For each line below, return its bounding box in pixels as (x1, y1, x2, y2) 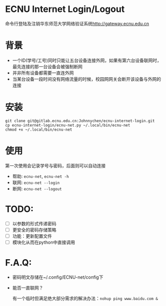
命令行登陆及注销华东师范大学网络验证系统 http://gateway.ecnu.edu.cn (5, 20, 150, 26)
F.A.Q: (5, 257, 32, 269)
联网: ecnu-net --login (12, 179, 60, 185)
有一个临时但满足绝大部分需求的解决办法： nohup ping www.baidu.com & (12, 295, 158, 301)
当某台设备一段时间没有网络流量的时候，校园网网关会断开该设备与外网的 (12, 76, 161, 82)
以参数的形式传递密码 (12, 220, 56, 226)
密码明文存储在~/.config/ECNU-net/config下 (12, 274, 104, 280)
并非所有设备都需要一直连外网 (12, 70, 74, 76)
